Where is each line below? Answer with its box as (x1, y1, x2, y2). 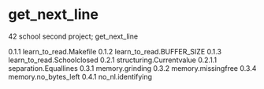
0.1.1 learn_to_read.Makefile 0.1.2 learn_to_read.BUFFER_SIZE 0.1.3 (8, 46, 222, 56)
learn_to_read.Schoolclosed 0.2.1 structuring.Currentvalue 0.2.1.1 (8, 55, 218, 65)
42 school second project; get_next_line (8, 32, 139, 41)
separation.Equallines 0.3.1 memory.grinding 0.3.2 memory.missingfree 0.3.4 (8, 63, 257, 72)
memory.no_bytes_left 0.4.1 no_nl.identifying (8, 72, 152, 81)
